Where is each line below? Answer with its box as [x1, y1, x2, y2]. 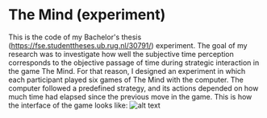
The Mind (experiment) [8, 6, 166, 24]
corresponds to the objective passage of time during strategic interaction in [8, 58, 260, 67]
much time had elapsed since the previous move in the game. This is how [8, 92, 252, 101]
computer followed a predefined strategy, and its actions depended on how [8, 83, 259, 93]
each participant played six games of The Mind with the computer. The [8, 75, 244, 84]
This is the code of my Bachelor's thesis [8, 32, 142, 42]
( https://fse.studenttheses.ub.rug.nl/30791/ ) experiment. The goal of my [8, 40, 248, 50]
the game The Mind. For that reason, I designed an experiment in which [8, 66, 246, 75]
